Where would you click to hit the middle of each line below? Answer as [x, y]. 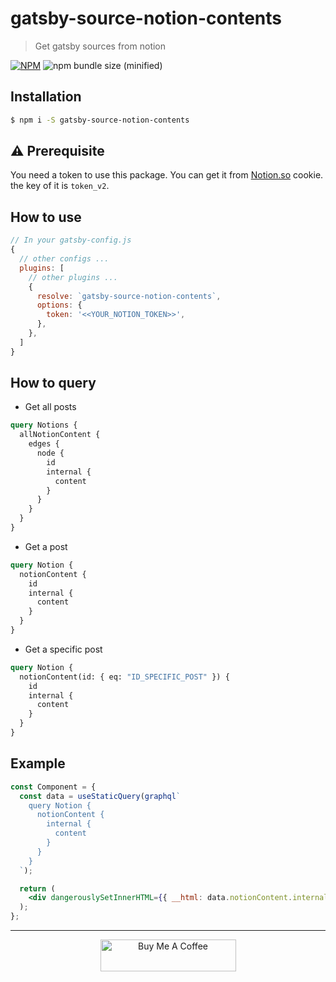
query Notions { [44, 425]
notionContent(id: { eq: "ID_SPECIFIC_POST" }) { [124, 677]
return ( [37, 888]
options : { [59, 305]
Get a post [46, 546]
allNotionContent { [60, 435]
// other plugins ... [73, 277]
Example [38, 763]
